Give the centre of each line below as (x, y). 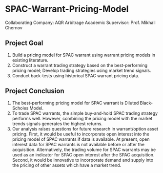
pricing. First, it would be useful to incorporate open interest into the (81, 134)
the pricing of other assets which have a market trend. (67, 165)
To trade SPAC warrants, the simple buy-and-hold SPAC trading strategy (85, 113)
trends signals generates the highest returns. (57, 124)
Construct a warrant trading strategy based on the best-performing (80, 65)
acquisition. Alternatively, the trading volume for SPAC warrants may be (84, 150)
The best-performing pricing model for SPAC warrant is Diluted (75, 103)
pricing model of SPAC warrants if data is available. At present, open (81, 139)
